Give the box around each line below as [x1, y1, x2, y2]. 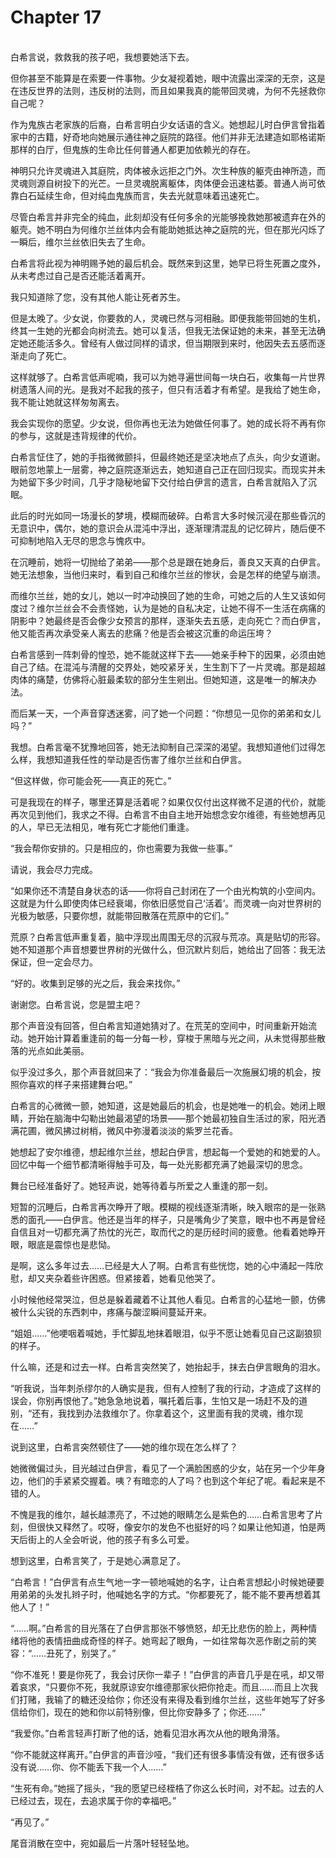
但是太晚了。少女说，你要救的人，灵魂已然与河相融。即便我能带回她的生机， [10, 312, 326, 324]
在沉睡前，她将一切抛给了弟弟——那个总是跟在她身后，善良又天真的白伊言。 [10, 556, 326, 568]
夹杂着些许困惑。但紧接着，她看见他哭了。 [44, 1272, 221, 1284]
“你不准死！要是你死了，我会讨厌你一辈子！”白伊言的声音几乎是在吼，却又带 [10, 1668, 325, 1680]
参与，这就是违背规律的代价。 [18, 429, 142, 441]
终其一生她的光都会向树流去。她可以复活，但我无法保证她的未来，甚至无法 [10, 324, 317, 336]
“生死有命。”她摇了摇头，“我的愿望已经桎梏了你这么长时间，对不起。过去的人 [10, 1782, 325, 1794]
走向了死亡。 [18, 349, 72, 361]
